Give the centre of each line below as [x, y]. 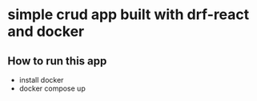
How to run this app [57, 61]
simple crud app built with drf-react [128, 15]
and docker [46, 31]
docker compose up [52, 88]
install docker [41, 80]
